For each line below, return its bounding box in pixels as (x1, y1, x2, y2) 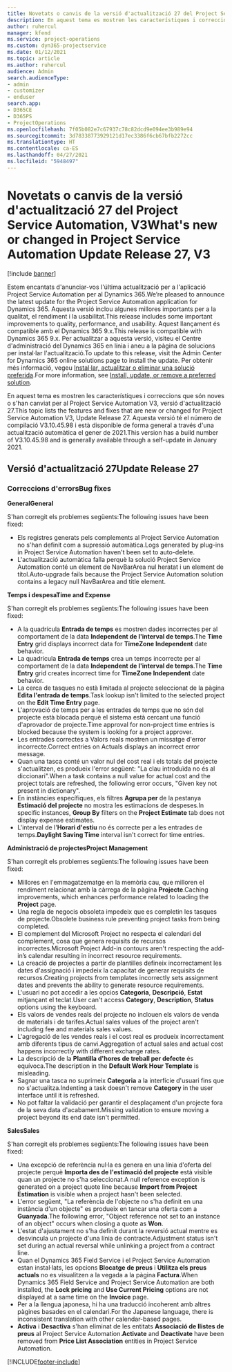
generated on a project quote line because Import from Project (17, 1183, 197, 1191)
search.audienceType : (7, 74, 70, 82)
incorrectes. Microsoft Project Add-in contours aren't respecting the (17, 944, 209, 952)
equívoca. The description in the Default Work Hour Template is (17, 1062, 199, 1070)
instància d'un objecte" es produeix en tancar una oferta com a (17, 1205, 197, 1213)
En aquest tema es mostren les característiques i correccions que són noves (7, 391, 224, 400)
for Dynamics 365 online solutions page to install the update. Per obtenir (7, 356, 213, 364)
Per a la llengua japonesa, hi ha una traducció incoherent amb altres (17, 1300, 211, 1308)
